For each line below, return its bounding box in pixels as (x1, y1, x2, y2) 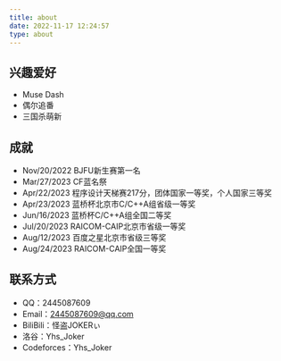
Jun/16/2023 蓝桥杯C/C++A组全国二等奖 (21, 210, 172, 220)
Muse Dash (21, 89, 64, 100)
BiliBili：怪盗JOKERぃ (21, 319, 101, 331)
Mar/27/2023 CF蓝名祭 (21, 176, 107, 187)
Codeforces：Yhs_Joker (21, 341, 112, 353)
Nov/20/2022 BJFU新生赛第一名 (21, 165, 141, 175)
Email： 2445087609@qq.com (21, 308, 134, 319)
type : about (9, 29, 54, 38)
